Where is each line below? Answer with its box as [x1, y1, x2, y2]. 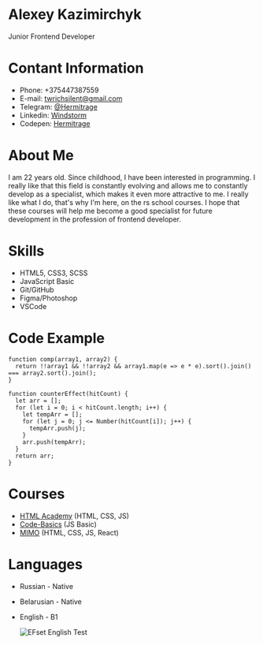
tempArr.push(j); [28, 424, 87, 432]
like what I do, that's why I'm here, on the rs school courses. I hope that [8, 197, 240, 207]
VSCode [19, 301, 47, 311]
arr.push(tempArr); [22, 438, 87, 446]
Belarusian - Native [19, 597, 83, 606]
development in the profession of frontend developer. [8, 214, 182, 224]
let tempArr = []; [22, 410, 83, 419]
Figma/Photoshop [19, 293, 78, 303]
